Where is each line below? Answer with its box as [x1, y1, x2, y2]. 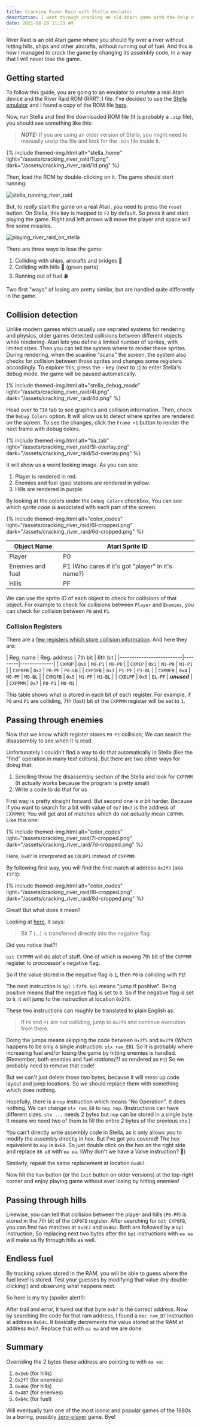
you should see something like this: [6, 119, 93, 127]
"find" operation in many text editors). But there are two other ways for [6, 755, 181, 762]
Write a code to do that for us [14, 786, 88, 793]
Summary [6, 1342, 44, 1352]
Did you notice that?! [6, 941, 57, 949]
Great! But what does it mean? [6, 907, 81, 914]
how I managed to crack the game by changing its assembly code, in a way [6, 49, 192, 56]
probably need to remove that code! [6, 1062, 95, 1069]
